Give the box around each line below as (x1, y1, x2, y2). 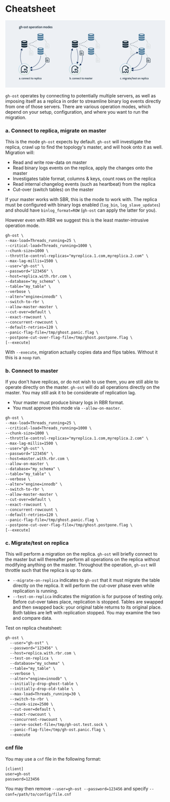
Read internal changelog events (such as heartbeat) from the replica (12, 181, 156, 187)
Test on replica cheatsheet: (5, 625, 62, 631)
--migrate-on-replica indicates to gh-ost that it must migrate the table (12, 577, 160, 583)
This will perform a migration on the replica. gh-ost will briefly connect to (5, 551, 158, 557)
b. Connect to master (5, 367, 58, 374)
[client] (5, 766, 24, 771)
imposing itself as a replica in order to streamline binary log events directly (5, 98, 161, 104)
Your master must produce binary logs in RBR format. (12, 399, 124, 406)
